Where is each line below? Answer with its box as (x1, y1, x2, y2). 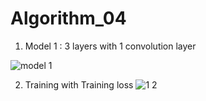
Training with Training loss (24, 78, 134, 91)
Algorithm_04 (10, 7, 127, 30)
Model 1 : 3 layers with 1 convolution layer (24, 40, 197, 52)
